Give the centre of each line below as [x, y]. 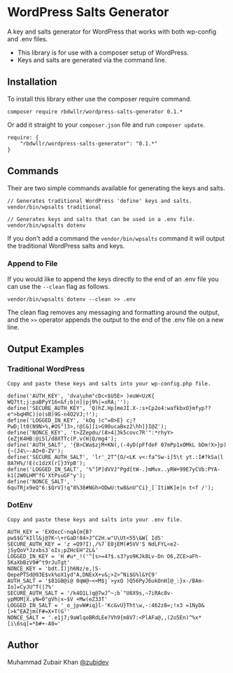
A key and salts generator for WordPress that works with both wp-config [112, 31]
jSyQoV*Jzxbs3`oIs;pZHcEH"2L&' [53, 550]
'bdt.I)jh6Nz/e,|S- [73, 568]
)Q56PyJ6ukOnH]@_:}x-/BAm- [165, 581]
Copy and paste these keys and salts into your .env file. [95, 519]
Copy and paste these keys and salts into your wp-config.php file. [109, 383]
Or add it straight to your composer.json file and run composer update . [106, 125]
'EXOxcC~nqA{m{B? [67, 532]
